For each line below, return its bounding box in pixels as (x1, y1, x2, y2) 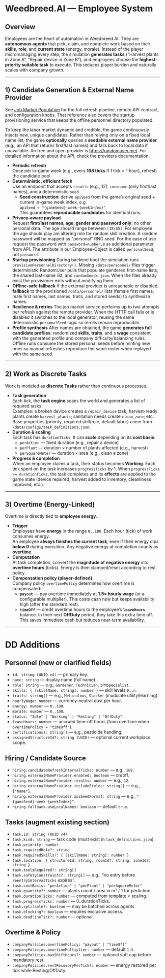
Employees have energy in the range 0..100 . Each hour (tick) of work (12, 528, 153, 534)
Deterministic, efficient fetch (12, 178, 73, 184)
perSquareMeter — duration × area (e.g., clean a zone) (19, 450, 129, 456)
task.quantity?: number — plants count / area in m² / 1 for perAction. (12, 888, 152, 894)
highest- (139, 57, 158, 62)
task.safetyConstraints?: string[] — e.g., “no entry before (12, 872, 135, 878)
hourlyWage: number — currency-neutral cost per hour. (12, 698, 122, 704)
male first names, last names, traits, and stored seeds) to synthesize (12, 293, 151, 299)
